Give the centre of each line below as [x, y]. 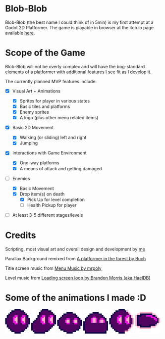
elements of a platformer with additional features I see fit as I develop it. [78, 72]
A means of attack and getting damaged [61, 168]
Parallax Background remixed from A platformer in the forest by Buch [76, 258]
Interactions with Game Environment [49, 153]
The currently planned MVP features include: [51, 81]
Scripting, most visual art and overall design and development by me [75, 249]
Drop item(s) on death [42, 194]
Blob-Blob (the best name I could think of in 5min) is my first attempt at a [79, 22]
